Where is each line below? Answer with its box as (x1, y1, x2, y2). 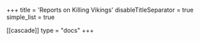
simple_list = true (6, 13, 55, 21)
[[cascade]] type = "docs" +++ (6, 27, 94, 34)
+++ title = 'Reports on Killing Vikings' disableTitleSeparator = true (6, 6, 194, 14)
